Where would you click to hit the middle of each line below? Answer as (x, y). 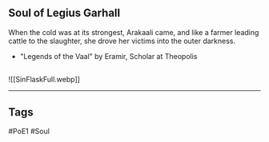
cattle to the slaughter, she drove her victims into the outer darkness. (122, 41)
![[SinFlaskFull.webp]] (44, 80)
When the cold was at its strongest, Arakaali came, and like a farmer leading (134, 32)
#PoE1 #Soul (29, 132)
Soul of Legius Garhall (64, 13)
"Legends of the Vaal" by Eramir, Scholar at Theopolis (108, 56)
